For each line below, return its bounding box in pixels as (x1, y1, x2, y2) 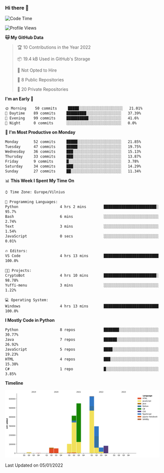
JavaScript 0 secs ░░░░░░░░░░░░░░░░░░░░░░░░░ (5, 234, 159, 239)
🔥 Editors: (5, 249, 28, 254)
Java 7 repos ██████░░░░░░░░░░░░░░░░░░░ (5, 337, 159, 342)
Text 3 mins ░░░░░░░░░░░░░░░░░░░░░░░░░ (5, 224, 159, 229)
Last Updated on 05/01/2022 (5, 462, 64, 468)
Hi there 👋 (5, 4, 29, 11)
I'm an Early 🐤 (5, 96, 34, 102)
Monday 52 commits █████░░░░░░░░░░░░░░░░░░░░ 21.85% (5, 139, 141, 144)
